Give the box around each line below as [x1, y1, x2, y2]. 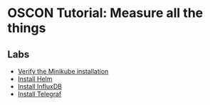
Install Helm [17, 74, 53, 83]
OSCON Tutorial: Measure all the [7, 5, 204, 21]
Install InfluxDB [17, 82, 63, 90]
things [7, 20, 46, 36]
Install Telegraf [17, 90, 62, 98]
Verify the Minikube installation [17, 67, 109, 75]
